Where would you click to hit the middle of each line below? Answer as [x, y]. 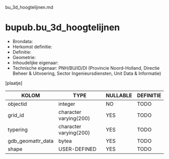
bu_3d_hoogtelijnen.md [29, 7]
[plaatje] [14, 83]
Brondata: [23, 41]
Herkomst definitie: [32, 47]
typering [18, 129]
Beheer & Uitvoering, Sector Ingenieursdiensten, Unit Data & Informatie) [87, 73]
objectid [17, 104]
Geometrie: [24, 57]
